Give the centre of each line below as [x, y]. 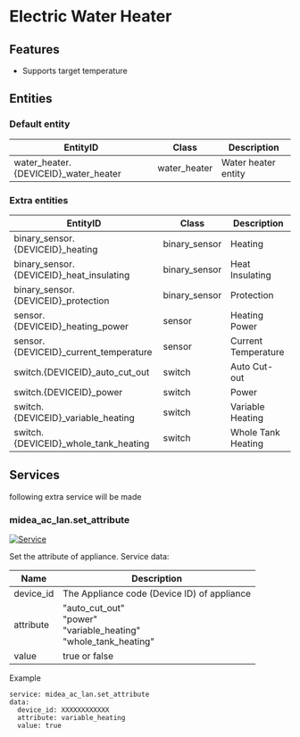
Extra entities [39, 200]
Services [35, 475]
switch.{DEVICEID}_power [68, 392]
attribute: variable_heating [71, 718]
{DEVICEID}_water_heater [68, 173]
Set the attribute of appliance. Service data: [89, 557]
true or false [88, 656]
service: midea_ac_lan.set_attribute [79, 695]
